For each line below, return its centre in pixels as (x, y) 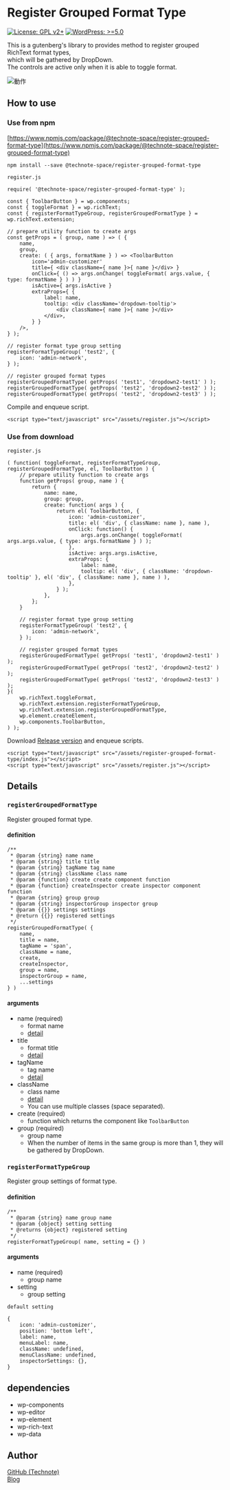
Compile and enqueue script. (48, 407)
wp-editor (31, 1412)
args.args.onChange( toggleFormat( (132, 535)
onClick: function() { (101, 529)
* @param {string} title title (55, 862)
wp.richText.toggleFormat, (58, 698)
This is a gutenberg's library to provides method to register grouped (103, 45)
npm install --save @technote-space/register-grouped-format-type (104, 165)
